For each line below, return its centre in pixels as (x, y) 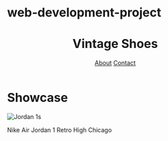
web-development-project (84, 13)
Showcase (38, 98)
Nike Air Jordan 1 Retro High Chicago (59, 130)
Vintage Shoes (115, 44)
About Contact (115, 63)
